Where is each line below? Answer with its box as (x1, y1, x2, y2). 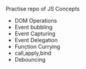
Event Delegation (14, 37, 58, 43)
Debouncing (14, 56, 46, 63)
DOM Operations (14, 17, 57, 24)
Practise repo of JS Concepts (5, 5, 80, 12)
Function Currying (14, 43, 60, 50)
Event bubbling (14, 24, 53, 31)
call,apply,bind (14, 49, 52, 57)
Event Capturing (14, 30, 56, 37)
